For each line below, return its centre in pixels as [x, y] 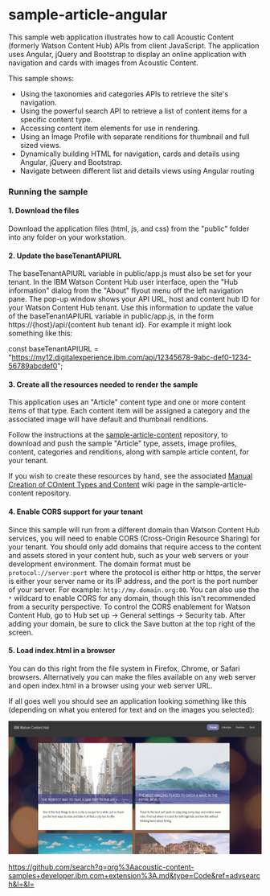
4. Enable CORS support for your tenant [76, 512]
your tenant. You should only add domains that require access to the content [135, 547]
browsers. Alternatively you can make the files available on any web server [132, 676]
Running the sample [48, 191]
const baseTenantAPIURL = [53, 349]
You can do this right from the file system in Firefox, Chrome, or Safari [124, 668]
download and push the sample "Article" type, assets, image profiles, [123, 443]
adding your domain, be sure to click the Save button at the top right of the [132, 623]
